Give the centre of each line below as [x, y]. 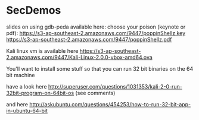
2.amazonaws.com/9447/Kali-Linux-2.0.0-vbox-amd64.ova [80, 57]
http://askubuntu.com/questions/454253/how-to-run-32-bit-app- [110, 104]
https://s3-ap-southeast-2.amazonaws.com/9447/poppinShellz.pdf [89, 39]
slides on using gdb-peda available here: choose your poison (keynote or [96, 27]
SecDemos [34, 10]
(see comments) [95, 93]
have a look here [27, 86]
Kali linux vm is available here [42, 50]
